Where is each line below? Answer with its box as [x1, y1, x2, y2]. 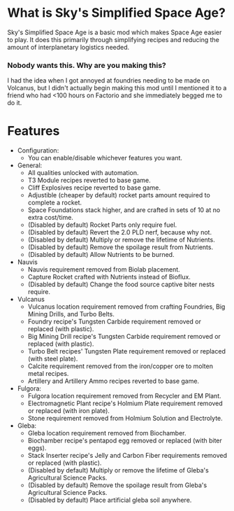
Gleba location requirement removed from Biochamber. [27, 429, 187, 437]
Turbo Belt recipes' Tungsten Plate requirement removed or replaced [27, 347, 226, 356]
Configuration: [17, 146, 59, 155]
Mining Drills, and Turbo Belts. [27, 310, 115, 318]
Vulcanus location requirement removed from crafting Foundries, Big [27, 302, 226, 311]
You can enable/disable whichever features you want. [27, 154, 183, 162]
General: [17, 161, 43, 169]
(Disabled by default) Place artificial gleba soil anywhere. [27, 496, 192, 505]
